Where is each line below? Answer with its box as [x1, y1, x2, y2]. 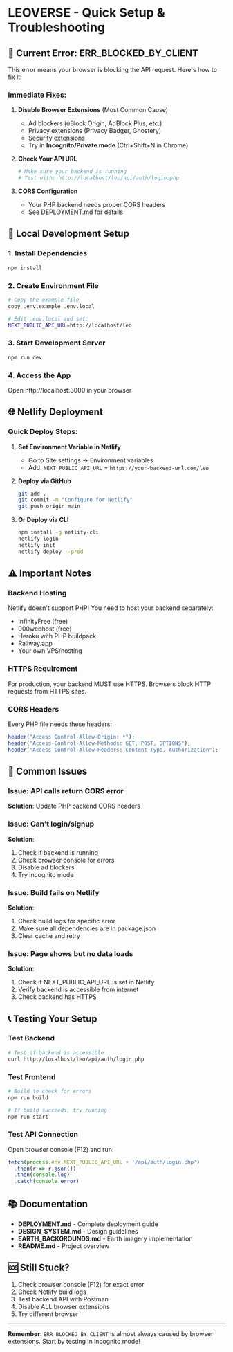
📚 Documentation [8, 1198, 88, 1209]
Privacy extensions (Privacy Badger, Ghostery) [28, 127, 162, 135]
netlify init [17, 541, 56, 548]
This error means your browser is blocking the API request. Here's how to [8, 66, 217, 73]
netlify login [17, 535, 59, 543]
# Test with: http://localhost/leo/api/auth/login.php [17, 174, 180, 181]
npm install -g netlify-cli [17, 529, 99, 536]
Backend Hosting [8, 588, 67, 597]
